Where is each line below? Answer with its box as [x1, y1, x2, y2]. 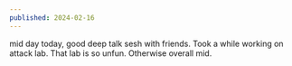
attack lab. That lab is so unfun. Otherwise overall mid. [9, 47, 212, 59]
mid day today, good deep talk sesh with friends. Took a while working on [9, 38, 284, 49]
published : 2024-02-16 [9, 13, 95, 23]
